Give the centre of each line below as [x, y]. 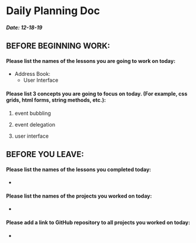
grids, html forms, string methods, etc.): [56, 100]
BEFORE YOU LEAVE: [45, 154]
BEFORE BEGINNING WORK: [58, 46]
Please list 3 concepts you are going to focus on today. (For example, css [97, 94]
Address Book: [33, 74]
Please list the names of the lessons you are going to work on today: [91, 61]
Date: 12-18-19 [24, 27]
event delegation [35, 124]
